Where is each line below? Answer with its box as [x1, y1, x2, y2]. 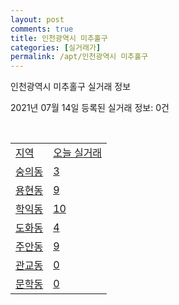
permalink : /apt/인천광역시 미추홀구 [10, 52, 149, 62]
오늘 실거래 [53, 146, 103, 160]
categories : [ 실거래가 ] [10, 42, 102, 53]
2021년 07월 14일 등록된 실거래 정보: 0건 [10, 102, 170, 114]
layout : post [10, 14, 65, 25]
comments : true [10, 24, 74, 34]
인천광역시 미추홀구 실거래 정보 [10, 81, 132, 93]
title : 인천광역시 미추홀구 [10, 33, 108, 43]
